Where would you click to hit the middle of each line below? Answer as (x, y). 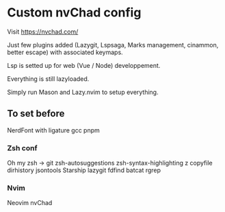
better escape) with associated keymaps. (65, 52)
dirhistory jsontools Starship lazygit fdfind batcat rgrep (84, 170)
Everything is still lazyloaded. (48, 79)
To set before (36, 114)
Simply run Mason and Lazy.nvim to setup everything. (83, 92)
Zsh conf (22, 148)
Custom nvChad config (74, 13)
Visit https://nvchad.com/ (43, 32)
